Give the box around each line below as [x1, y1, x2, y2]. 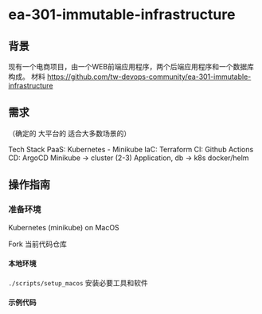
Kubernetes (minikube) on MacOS [8, 222, 119, 232]
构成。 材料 [8, 72, 45, 81]
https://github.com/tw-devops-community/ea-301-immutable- [46, 72, 252, 81]
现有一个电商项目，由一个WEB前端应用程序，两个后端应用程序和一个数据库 [8, 62, 255, 71]
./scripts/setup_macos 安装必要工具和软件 [8, 277, 149, 288]
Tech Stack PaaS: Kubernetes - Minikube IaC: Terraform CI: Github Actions [8, 144, 254, 154]
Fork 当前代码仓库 [8, 239, 68, 249]
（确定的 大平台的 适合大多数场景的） [8, 128, 131, 138]
